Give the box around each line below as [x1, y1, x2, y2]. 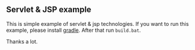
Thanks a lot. [6, 38, 38, 45]
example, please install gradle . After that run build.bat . [6, 26, 141, 34]
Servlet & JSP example [6, 5, 92, 15]
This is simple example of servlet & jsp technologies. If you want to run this [6, 20, 189, 27]
